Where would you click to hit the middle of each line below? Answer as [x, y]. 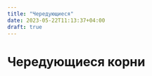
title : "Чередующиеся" [40, 14]
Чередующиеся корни [76, 62]
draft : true [25, 27]
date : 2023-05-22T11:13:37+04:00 [56, 20]
